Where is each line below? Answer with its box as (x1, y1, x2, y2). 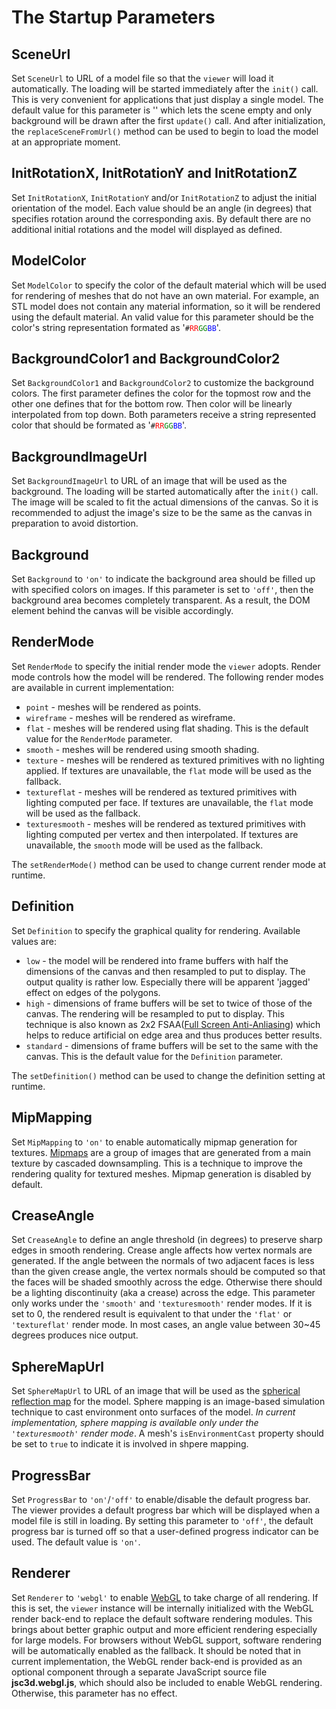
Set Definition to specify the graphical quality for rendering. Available (11, 924, 301, 936)
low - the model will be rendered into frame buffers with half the (25, 954, 289, 966)
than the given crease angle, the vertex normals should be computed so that (11, 1266, 326, 1278)
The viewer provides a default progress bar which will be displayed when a (11, 1504, 321, 1516)
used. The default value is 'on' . (11, 1536, 141, 1548)
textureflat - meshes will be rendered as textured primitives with (25, 786, 298, 798)
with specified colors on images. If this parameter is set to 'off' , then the (11, 584, 314, 596)
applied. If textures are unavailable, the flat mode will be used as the (25, 764, 313, 776)
